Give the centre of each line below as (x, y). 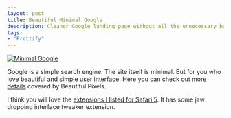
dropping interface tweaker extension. (61, 107)
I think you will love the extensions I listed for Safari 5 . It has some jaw (106, 99)
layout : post (26, 13)
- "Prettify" (26, 39)
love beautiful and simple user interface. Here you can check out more (107, 79)
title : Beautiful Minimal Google (55, 20)
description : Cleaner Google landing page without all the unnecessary (112, 26)
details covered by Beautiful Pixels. (57, 86)
